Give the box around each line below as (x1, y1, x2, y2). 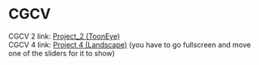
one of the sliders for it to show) (8, 48, 116, 58)
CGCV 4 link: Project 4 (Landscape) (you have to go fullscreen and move (8, 39, 251, 49)
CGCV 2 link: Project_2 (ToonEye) (8, 31, 121, 41)
